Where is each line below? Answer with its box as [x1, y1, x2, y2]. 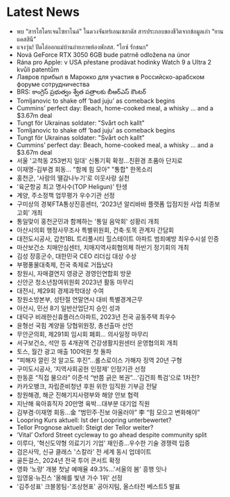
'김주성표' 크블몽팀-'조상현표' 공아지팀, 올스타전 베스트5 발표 [16, 482, 181, 490]
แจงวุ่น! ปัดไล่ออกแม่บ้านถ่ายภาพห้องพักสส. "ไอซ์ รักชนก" [16, 42, 149, 51]
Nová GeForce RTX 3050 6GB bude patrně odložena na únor [16, 50, 191, 59]
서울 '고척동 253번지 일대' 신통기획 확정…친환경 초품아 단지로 [16, 156, 183, 165]
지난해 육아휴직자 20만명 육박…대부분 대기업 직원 [16, 399, 150, 407]
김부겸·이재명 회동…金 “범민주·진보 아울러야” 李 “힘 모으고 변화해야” [16, 407, 200, 416]
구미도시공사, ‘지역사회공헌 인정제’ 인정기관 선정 [16, 364, 146, 373]
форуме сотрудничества [16, 80, 90, 88]
